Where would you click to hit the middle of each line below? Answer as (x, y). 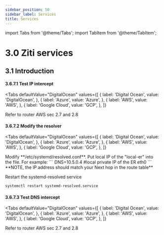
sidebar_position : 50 (27, 10)
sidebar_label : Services (31, 14)
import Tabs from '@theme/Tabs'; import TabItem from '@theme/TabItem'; (81, 33)
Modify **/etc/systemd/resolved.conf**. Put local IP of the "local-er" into (79, 157)
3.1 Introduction (30, 71)
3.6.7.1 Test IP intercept (29, 83)
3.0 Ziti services (39, 53)
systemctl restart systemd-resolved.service (52, 186)
